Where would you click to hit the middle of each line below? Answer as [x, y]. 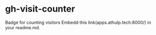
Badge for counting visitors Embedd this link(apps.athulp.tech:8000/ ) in [78, 22]
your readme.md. [23, 27]
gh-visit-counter [40, 9]
